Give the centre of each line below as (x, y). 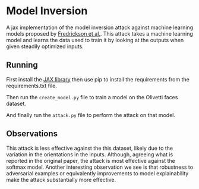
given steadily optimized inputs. (45, 46)
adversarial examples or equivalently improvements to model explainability (97, 173)
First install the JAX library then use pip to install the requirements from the (98, 79)
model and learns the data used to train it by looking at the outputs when (95, 40)
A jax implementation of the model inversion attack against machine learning (100, 27)
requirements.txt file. (32, 86)
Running (22, 65)
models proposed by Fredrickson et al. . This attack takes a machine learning (99, 33)
